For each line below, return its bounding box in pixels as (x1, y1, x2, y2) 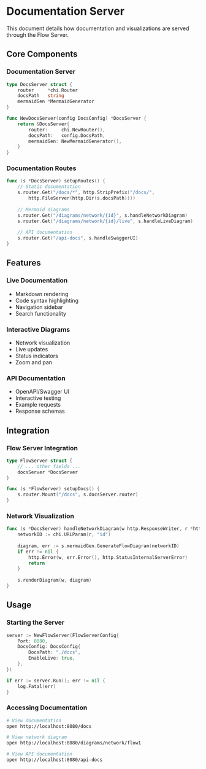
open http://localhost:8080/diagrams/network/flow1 (6, 740, 141, 746)
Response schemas (15, 407, 66, 415)
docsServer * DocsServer (17, 469, 78, 475)
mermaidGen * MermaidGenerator (17, 98, 95, 105)
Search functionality (15, 310, 66, 317)
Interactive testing (15, 394, 61, 402)
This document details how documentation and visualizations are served (6, 25, 189, 32)
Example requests (15, 401, 61, 408)
